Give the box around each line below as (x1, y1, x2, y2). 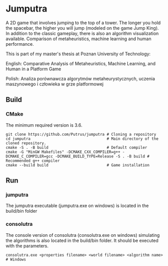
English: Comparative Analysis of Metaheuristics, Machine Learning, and (6, 60, 156, 66)
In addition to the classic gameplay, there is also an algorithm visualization (6, 30, 159, 36)
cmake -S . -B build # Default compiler (6, 145, 147, 150)
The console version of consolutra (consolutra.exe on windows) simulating (6, 232, 160, 238)
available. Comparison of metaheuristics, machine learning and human (6, 36, 152, 42)
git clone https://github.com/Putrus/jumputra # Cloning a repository (6, 132, 156, 137)
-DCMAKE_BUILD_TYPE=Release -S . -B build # (55, 154, 150, 159)
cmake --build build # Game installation (6, 162, 150, 167)
